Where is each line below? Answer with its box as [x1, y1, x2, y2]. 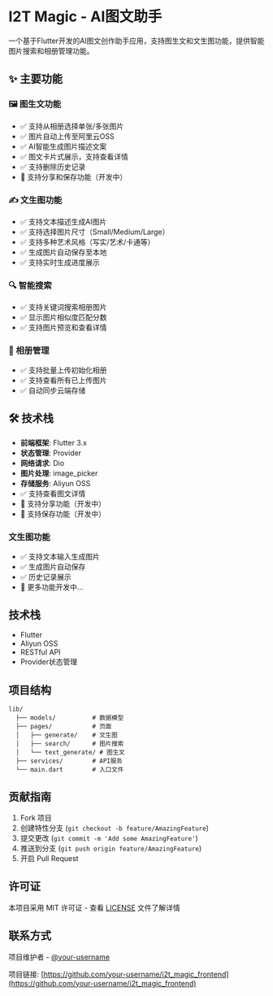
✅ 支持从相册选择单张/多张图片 [19, 121, 124, 131]
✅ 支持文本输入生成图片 [19, 551, 100, 561]
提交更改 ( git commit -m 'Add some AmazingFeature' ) [19, 833, 199, 843]
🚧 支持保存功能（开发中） [19, 509, 106, 519]
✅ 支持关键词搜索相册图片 [19, 302, 107, 312]
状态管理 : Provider [19, 448, 82, 458]
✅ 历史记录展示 [19, 572, 71, 581]
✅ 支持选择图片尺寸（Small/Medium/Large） [19, 227, 170, 237]
